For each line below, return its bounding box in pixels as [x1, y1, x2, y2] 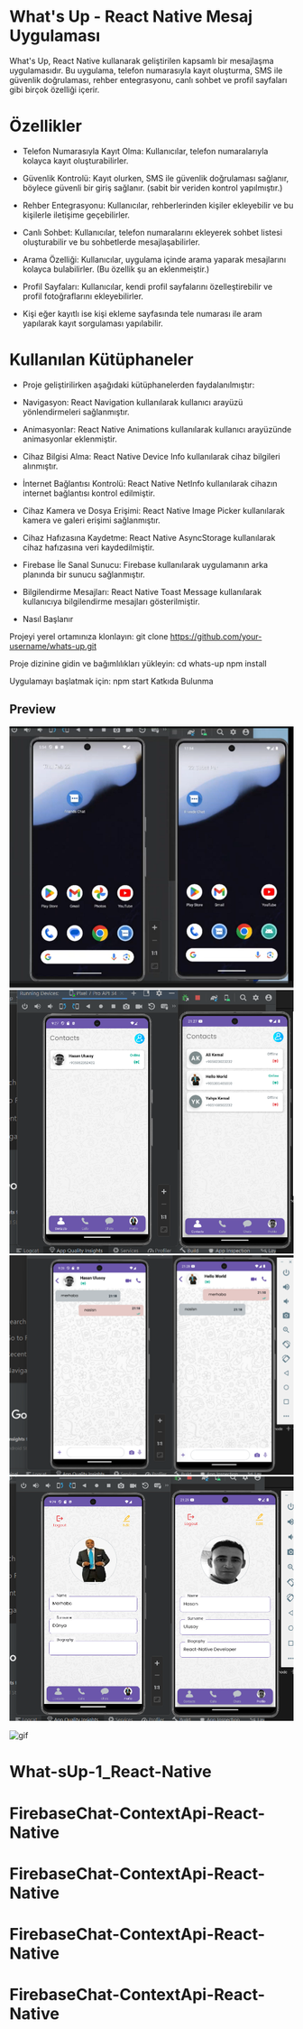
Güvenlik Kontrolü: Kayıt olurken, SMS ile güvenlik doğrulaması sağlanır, [22, 172, 289, 183]
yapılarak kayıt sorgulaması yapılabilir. [22, 318, 164, 329]
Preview [9, 702, 57, 717]
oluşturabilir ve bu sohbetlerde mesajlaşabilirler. [22, 237, 201, 247]
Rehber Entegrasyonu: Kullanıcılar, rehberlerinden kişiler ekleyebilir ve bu [22, 200, 294, 210]
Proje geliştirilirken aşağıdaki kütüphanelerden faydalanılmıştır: [22, 379, 255, 390]
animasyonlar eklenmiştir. [22, 433, 117, 444]
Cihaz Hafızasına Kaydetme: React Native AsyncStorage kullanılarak [22, 532, 276, 543]
